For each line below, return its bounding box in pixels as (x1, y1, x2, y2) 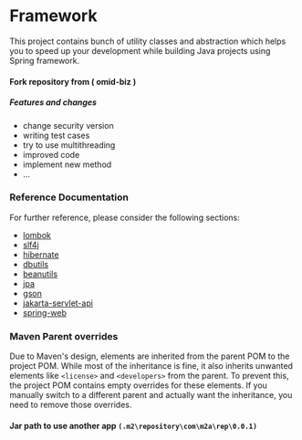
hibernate (22, 248, 59, 260)
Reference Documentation (9, 191, 130, 204)
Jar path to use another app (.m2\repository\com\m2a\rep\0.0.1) (9, 420, 257, 431)
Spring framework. (9, 55, 80, 66)
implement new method (22, 159, 112, 170)
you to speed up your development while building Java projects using (9, 45, 271, 56)
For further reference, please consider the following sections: (9, 212, 240, 223)
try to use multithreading (22, 139, 116, 151)
